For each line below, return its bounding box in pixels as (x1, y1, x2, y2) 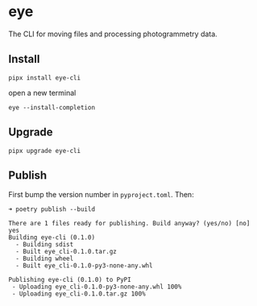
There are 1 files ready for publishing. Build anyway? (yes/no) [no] (8, 220, 251, 228)
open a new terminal (8, 88, 77, 97)
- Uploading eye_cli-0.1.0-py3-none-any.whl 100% (11, 283, 182, 292)
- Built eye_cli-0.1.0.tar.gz (15, 248, 117, 256)
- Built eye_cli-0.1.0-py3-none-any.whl (15, 262, 153, 270)
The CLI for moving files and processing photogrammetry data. (8, 29, 218, 39)
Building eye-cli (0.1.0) (8, 234, 95, 242)
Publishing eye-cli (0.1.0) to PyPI (8, 276, 131, 284)
